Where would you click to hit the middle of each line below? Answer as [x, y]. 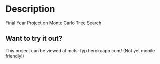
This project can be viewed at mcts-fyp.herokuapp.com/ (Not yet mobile [80, 50]
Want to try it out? [34, 39]
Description [30, 9]
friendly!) [15, 56]
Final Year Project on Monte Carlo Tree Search [53, 23]
